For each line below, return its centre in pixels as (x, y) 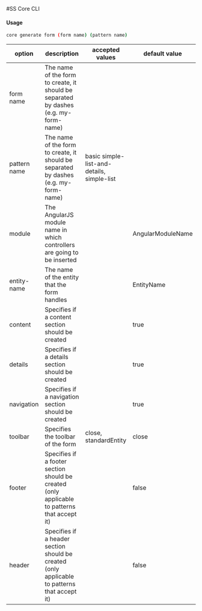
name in (56, 230)
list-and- (99, 164)
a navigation (62, 397)
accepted (106, 50)
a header (57, 539)
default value (163, 54)
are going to (62, 253)
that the (56, 285)
